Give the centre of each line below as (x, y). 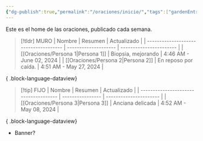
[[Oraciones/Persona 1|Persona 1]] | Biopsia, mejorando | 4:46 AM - (105, 54)
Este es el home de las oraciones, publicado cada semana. (79, 29)
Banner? (25, 133)
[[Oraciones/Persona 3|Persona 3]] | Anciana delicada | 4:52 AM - (103, 103)
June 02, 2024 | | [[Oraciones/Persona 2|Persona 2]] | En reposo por (107, 60)
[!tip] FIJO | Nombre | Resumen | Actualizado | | (80, 90)
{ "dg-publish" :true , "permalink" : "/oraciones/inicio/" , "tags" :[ (87, 12)
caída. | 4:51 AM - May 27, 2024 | (62, 67)
